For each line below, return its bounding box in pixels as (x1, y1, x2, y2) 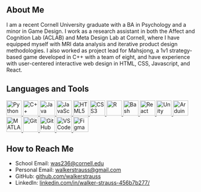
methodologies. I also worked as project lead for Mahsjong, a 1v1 (6, 47, 168, 54)
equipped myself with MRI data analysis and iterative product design (6, 40, 178, 47)
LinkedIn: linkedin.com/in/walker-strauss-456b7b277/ (15, 179, 150, 187)
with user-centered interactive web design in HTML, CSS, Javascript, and (6, 60, 190, 67)
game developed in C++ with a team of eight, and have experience (23, 53, 190, 60)
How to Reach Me (6, 144, 74, 154)
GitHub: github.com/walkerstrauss (15, 173, 101, 180)
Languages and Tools (6, 84, 89, 94)
